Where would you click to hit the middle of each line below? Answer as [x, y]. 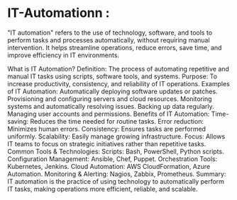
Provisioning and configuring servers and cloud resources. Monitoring [110, 99]
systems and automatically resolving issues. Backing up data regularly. [111, 106]
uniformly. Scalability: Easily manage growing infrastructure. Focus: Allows [116, 136]
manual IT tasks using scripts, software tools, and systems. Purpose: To [112, 76]
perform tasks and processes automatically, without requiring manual [109, 40]
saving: [18, 121]
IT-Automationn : [59, 13]
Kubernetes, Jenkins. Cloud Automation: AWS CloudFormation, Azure [109, 166]
